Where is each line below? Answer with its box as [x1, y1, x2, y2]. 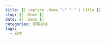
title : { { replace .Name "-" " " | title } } [5, 7, 101, 13]
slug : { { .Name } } [5, 12, 44, 17]
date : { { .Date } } [5, 17, 44, 22]
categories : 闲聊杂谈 [5, 21, 48, 27]
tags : [5, 26, 17, 31]
